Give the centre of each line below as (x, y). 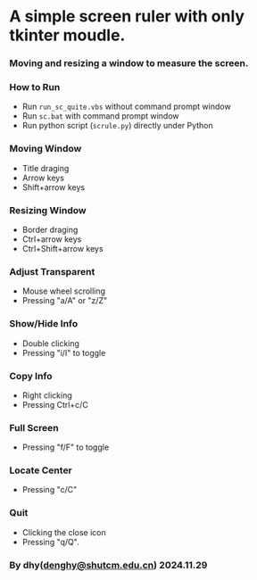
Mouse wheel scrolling (63, 291)
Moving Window (46, 149)
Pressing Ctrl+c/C (55, 404)
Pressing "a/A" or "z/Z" (65, 301)
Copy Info (31, 376)
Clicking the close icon (64, 532)
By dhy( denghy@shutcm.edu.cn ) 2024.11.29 (108, 565)
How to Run (35, 87)
